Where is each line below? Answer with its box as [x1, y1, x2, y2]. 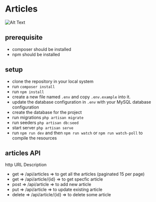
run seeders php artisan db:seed [12, 120, 79, 125]
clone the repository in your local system [12, 78, 94, 84]
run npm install [12, 89, 45, 94]
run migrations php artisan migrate [12, 114, 84, 120]
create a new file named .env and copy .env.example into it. [12, 93, 131, 100]
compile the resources [12, 135, 57, 141]
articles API [5, 149, 41, 157]
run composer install [12, 83, 55, 89]
